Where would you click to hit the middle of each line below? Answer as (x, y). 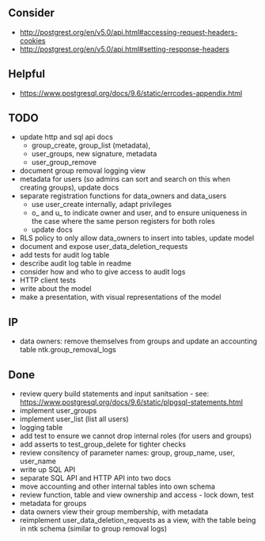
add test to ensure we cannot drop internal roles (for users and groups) (135, 436)
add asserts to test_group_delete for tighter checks (103, 444)
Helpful (27, 74)
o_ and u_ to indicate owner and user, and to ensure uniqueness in (139, 213)
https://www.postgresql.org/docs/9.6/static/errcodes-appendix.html (131, 93)
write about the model (55, 289)
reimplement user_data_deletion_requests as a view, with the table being (138, 520)
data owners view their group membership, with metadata (114, 512)
